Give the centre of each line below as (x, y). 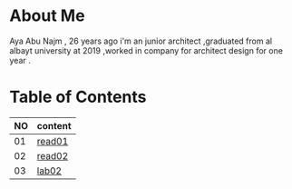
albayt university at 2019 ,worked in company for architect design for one (146, 50)
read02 (53, 155)
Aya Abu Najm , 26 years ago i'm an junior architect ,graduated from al (141, 41)
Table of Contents (78, 97)
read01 (53, 141)
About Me (47, 16)
